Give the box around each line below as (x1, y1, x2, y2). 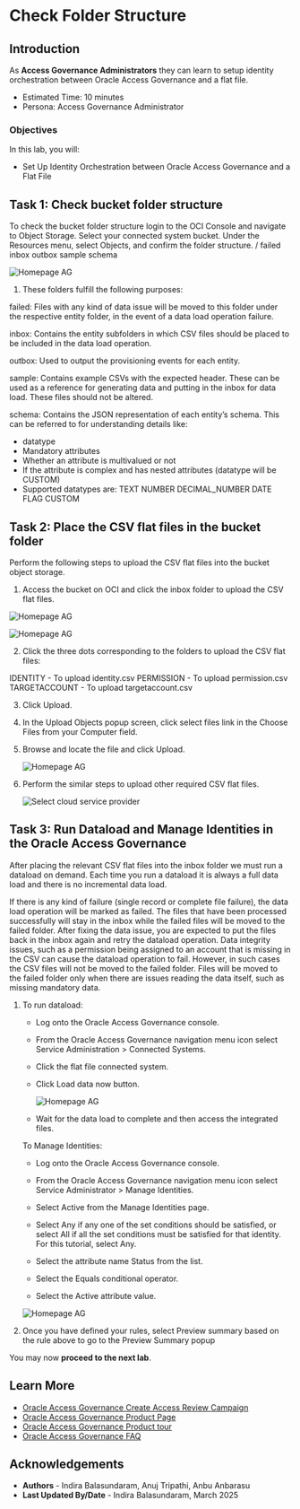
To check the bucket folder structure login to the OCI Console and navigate (9, 221, 287, 231)
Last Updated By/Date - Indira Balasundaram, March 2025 (21, 1490, 239, 1501)
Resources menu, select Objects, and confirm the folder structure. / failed (9, 240, 281, 251)
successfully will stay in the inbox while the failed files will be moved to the (9, 915, 286, 926)
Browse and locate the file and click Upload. (21, 744, 185, 754)
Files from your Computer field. (21, 726, 138, 737)
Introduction (9, 41, 81, 57)
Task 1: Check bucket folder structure (9, 196, 224, 212)
